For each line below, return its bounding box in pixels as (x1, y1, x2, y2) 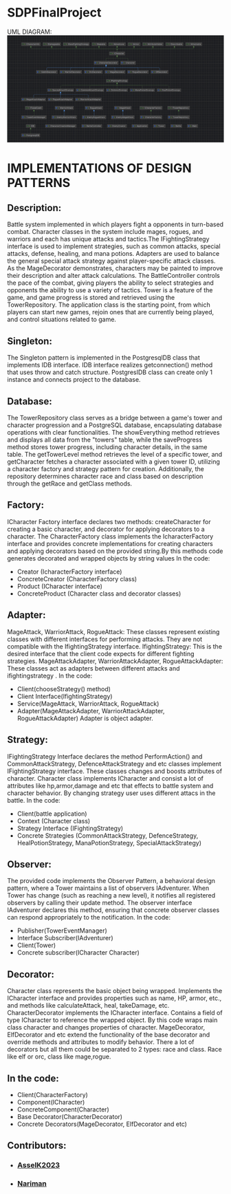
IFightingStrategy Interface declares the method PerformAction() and (7, 752, 203, 761)
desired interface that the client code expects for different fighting (7, 649, 195, 658)
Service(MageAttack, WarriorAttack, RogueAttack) (16, 699, 159, 708)
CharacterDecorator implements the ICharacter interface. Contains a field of (7, 1009, 223, 1017)
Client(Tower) (16, 941, 56, 950)
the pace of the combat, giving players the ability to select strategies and (7, 279, 214, 287)
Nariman (16, 1179, 47, 1188)
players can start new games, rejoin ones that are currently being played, (7, 308, 214, 316)
